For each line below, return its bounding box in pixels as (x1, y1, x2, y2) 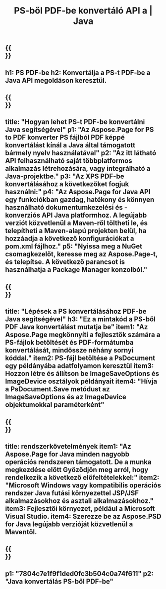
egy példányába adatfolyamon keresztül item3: (5, 361, 154, 370)
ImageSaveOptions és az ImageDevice (5, 393, 126, 401)
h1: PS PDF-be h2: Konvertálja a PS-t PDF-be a (5, 68, 151, 77)
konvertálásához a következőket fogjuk (5, 180, 129, 189)
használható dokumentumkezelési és (5, 203, 123, 212)
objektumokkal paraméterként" (5, 401, 105, 409)
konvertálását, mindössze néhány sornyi (5, 346, 134, 354)
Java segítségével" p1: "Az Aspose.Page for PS (5, 125, 154, 134)
